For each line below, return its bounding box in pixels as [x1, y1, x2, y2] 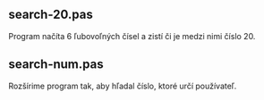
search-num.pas [8, 57, 104, 72]
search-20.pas [8, 7, 93, 22]
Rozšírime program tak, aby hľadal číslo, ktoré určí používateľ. [8, 80, 237, 91]
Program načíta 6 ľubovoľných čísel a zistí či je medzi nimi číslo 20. [8, 30, 256, 41]
